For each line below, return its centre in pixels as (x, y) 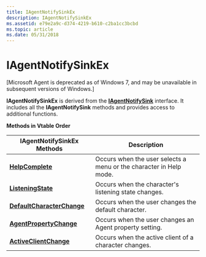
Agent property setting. (128, 227)
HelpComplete (31, 167)
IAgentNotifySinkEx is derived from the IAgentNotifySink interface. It (95, 101)
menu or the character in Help (138, 167)
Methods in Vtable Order (38, 126)
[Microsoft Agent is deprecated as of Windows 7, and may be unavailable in (102, 82)
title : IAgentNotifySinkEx (41, 12)
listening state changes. (129, 192)
